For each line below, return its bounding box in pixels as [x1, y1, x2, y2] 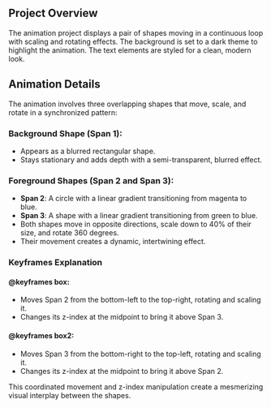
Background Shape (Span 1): [8, 127, 123, 139]
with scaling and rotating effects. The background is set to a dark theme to [8, 37, 258, 46]
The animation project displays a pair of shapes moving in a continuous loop [8, 28, 264, 37]
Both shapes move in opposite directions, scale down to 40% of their [19, 219, 252, 230]
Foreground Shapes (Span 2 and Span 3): [8, 174, 174, 186]
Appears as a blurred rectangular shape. [19, 146, 156, 156]
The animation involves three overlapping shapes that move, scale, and [8, 99, 247, 109]
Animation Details [8, 77, 101, 92]
